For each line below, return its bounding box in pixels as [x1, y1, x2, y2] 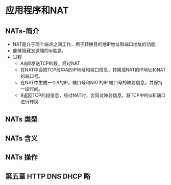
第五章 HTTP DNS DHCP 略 [5, 172, 91, 180]
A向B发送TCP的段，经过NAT [20, 60, 81, 66]
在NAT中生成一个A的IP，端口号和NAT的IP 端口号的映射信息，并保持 [20, 80, 163, 85]
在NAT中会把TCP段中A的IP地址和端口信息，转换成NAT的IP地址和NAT [20, 67, 166, 73]
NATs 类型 [5, 115, 38, 124]
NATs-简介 [5, 27, 39, 35]
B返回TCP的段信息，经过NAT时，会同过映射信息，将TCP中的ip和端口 [20, 92, 166, 98]
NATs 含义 [5, 134, 38, 143]
